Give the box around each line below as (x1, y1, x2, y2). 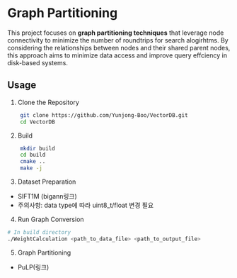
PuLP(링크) (17, 262, 50, 271)
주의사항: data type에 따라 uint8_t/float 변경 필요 (17, 201, 154, 209)
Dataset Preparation (17, 177, 76, 186)
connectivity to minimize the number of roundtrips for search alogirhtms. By (7, 35, 229, 44)
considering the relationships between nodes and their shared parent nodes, (7, 43, 231, 52)
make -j (20, 165, 42, 172)
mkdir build (20, 145, 55, 152)
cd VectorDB (20, 118, 55, 126)
